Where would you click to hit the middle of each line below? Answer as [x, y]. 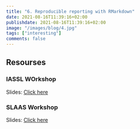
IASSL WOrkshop [31, 79]
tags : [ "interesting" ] [34, 33]
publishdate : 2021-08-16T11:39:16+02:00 [56, 22]
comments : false [26, 39]
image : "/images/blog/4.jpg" [42, 28]
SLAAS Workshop [32, 107]
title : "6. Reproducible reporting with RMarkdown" [70, 11]
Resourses [26, 62]
